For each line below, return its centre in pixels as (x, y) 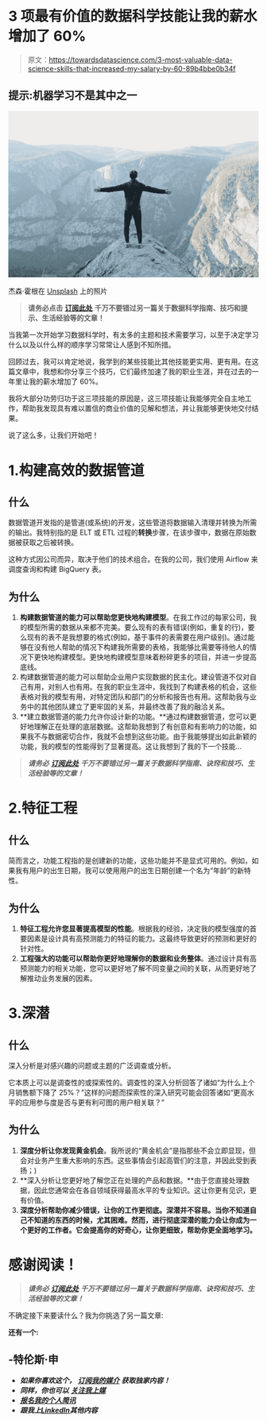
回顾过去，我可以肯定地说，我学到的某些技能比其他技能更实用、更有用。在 (130, 361)
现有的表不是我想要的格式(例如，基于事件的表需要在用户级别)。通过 (137, 637)
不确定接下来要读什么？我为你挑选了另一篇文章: (86, 1315)
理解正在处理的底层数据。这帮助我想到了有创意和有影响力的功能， (142, 727)
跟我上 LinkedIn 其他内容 (58, 1410)
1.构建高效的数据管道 (76, 470)
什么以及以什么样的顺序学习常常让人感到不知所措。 (92, 345)
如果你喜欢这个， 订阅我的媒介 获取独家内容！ (95, 1380)
